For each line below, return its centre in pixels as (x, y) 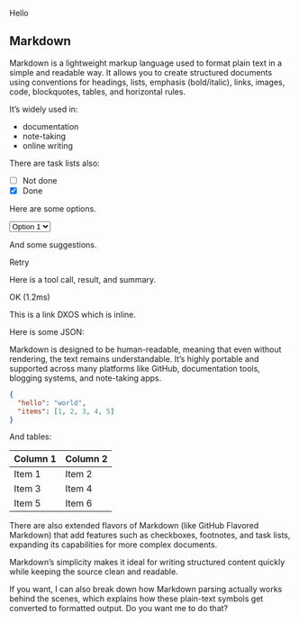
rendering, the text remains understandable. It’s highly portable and (134, 358)
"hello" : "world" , (52, 403)
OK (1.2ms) (30, 297)
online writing (48, 145)
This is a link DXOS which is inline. (73, 314)
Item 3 (27, 489)
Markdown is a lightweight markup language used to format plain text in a (145, 63)
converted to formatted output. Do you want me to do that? (118, 608)
